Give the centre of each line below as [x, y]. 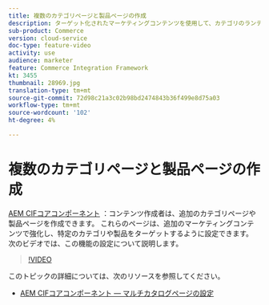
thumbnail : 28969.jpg [44, 83]
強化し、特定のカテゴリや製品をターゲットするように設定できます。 [141, 233]
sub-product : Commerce [46, 31]
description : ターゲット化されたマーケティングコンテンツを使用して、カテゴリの [126, 23]
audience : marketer [41, 61]
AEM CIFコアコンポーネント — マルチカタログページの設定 [117, 293]
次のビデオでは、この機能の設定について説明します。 [96, 243]
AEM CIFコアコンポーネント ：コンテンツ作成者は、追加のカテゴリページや [132, 213]
